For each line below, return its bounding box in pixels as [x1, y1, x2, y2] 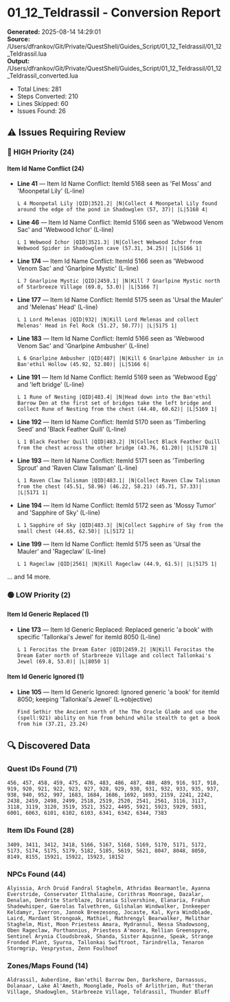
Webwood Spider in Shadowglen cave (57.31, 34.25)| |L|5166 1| [16, 245, 203, 252]
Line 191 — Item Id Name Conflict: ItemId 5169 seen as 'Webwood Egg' [16, 373, 218, 381]
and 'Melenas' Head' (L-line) [16, 303, 98, 311]
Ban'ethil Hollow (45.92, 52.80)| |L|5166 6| [16, 361, 150, 368]
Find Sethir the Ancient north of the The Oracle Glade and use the [16, 708, 218, 715]
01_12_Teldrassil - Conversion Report [7, 5, 221, 21]
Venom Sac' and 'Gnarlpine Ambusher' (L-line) [16, 342, 150, 350]
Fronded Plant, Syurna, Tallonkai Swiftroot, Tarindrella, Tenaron [7, 939, 205, 946]
